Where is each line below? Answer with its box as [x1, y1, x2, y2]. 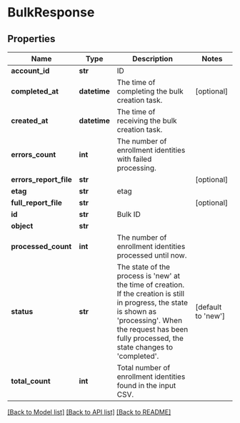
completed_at [11, 86, 59, 96]
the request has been [116, 325, 189, 334]
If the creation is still [116, 289, 184, 298]
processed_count [11, 242, 72, 251]
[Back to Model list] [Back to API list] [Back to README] [7, 408, 171, 416]
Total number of [116, 363, 171, 372]
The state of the [116, 262, 170, 272]
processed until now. [116, 250, 187, 260]
